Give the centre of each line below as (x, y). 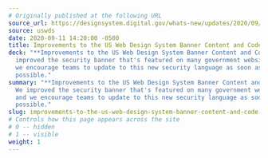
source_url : (28, 23)
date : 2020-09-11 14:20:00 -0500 (64, 38)
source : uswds (32, 30)
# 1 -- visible (33, 134)
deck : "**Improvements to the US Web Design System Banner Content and (130, 53)
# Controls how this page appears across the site (94, 120)
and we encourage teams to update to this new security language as (132, 97)
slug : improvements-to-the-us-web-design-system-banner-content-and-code (134, 113)
